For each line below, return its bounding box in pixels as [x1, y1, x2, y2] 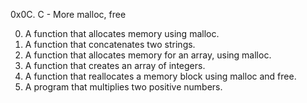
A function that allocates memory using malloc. [24, 28, 220, 39]
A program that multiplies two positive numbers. [24, 81, 223, 93]
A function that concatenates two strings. [24, 39, 196, 50]
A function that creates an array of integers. [24, 60, 206, 71]
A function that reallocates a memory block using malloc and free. [24, 70, 297, 82]
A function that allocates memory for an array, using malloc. [24, 49, 272, 61]
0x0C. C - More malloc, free [10, 9, 127, 20]
